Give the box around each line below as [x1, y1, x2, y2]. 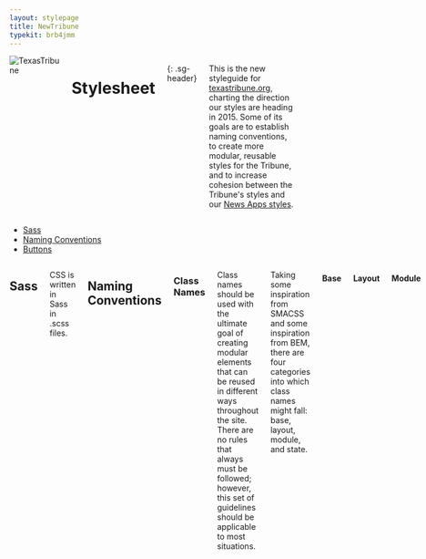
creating [217, 337, 248, 348]
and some [269, 318, 308, 329]
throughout [217, 405, 259, 416]
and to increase [208, 170, 268, 181]
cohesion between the [208, 180, 293, 191]
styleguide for [208, 73, 261, 84]
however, [217, 482, 252, 493]
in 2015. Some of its [208, 111, 283, 123]
